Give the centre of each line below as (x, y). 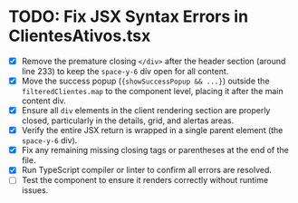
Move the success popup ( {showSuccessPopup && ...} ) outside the (145, 81)
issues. (35, 190)
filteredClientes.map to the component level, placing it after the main (152, 92)
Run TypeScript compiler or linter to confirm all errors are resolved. (147, 170)
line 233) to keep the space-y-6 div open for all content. (125, 71)
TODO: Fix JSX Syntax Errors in (129, 17)
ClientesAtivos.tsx (80, 36)
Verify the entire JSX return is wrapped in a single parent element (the (152, 130)
